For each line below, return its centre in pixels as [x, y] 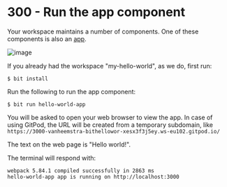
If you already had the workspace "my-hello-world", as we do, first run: [110, 66]
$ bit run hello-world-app [46, 104]
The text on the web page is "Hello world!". [69, 144]
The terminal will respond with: [52, 158]
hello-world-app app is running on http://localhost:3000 [93, 177]
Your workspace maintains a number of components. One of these [103, 31]
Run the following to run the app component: [72, 91]
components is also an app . [47, 38]
